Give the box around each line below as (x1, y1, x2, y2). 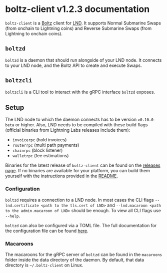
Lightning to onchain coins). (5, 30, 62, 36)
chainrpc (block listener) (12, 147, 63, 153)
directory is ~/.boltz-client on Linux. (5, 262, 83, 268)
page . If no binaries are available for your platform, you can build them (5, 168, 150, 174)
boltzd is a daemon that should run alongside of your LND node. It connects (5, 57, 162, 63)
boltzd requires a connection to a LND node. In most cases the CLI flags (5, 197, 154, 203)
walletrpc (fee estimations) (12, 153, 69, 159)
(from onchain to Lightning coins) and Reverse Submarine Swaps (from (5, 25, 151, 31)
